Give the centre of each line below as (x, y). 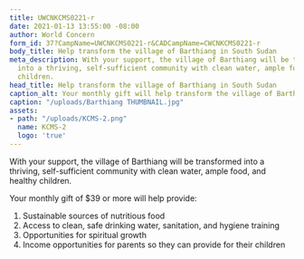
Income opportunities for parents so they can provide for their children (154, 245)
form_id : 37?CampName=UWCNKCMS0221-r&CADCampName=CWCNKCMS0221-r (135, 43)
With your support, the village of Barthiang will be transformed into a (137, 161)
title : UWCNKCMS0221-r (52, 18)
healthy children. (41, 180)
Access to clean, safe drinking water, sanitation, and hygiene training (151, 225)
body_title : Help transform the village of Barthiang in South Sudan (143, 52)
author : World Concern (52, 34)
